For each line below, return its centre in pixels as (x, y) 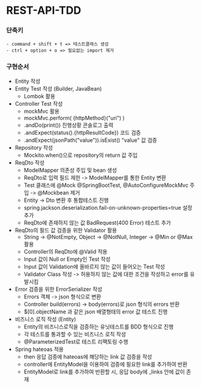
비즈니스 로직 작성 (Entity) (45, 319)
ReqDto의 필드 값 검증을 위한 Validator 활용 (66, 230)
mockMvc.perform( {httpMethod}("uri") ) (74, 118)
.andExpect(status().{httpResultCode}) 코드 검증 (82, 132)
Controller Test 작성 (39, 103)
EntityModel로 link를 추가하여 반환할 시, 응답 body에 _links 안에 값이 (104, 371)
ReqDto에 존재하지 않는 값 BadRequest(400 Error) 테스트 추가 (98, 222)
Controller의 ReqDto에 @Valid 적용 (66, 251)
